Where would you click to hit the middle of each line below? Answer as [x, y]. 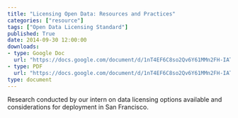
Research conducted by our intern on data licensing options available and [115, 100]
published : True [31, 34]
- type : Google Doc [36, 54]
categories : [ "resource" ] [45, 20]
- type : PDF [25, 66]
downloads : [23, 47]
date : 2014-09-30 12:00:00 [47, 40]
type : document [30, 79]
